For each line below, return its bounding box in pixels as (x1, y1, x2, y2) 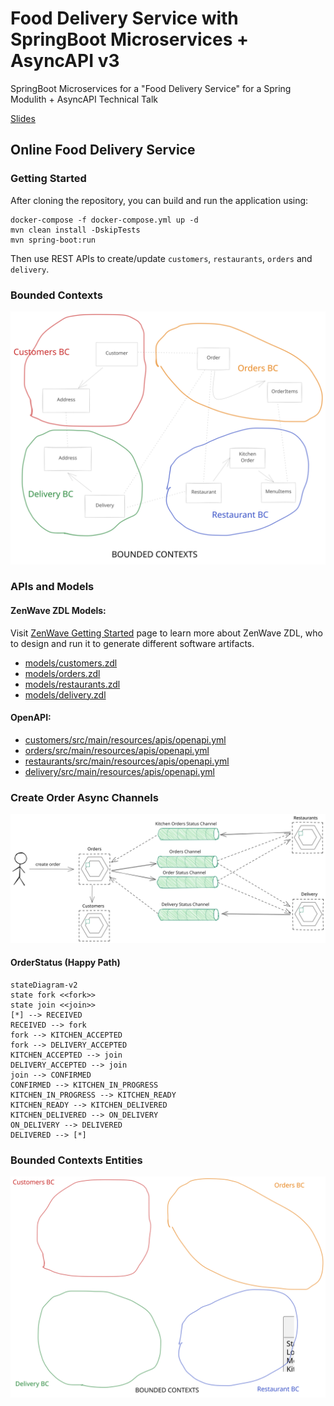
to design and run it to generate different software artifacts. (10, 637, 255, 649)
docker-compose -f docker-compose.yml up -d (10, 215, 199, 225)
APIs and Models (10, 580, 95, 594)
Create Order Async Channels (10, 790, 159, 804)
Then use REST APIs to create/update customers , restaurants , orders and (10, 252, 313, 264)
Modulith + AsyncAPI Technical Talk (10, 93, 158, 105)
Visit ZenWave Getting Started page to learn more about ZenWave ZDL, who (10, 627, 323, 639)
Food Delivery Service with (10, 7, 239, 30)
